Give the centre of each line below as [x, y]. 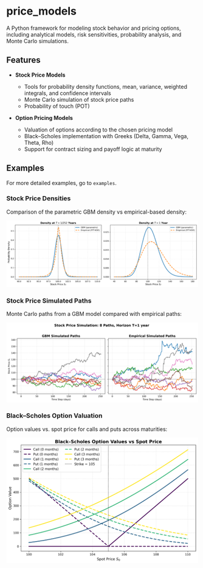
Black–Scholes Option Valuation [54, 416]
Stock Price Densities [39, 198]
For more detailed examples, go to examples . [61, 183]
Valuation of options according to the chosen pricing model [98, 130]
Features [23, 60]
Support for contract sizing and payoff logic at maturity [93, 149]
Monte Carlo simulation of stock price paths [79, 99]
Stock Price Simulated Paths [49, 301]
